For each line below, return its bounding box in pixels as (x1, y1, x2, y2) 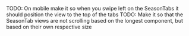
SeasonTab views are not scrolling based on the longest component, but (6, 17, 183, 24)
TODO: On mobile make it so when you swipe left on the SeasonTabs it (6, 5, 179, 12)
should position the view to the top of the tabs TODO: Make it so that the (6, 11, 184, 18)
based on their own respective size (6, 23, 92, 30)
